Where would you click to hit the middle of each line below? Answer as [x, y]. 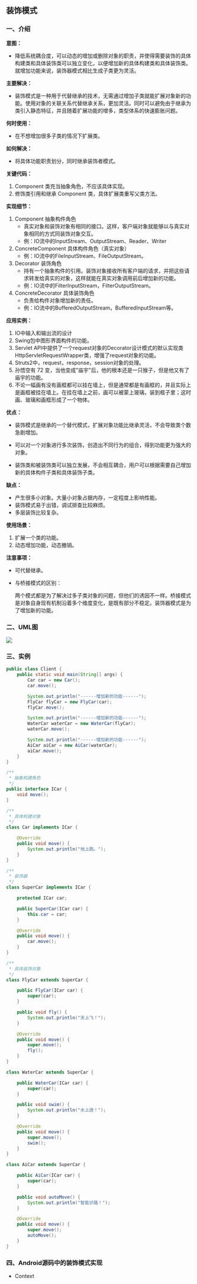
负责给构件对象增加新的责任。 [60, 300]
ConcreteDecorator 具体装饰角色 [54, 293]
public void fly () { [42, 1012]
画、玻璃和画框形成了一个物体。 [54, 400]
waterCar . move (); [49, 729]
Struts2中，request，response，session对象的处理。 [80, 362]
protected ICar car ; [42, 898]
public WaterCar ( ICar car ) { [53, 1083]
